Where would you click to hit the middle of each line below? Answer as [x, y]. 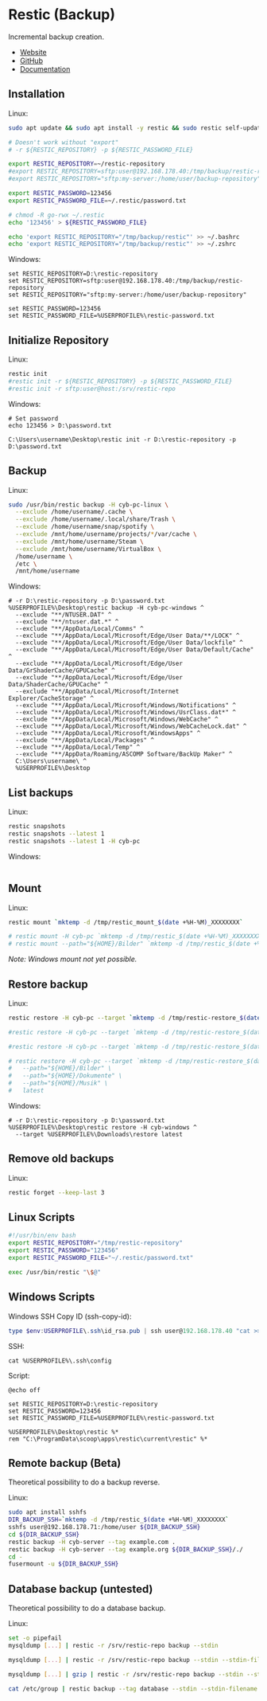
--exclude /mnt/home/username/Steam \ [80, 542]
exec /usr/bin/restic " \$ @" [55, 1272]
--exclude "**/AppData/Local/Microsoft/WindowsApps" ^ [108, 733]
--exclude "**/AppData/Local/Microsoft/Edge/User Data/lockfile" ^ [130, 643]
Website [33, 52]
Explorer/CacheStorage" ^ [51, 698]
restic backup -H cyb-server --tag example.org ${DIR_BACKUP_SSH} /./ [126, 1549]
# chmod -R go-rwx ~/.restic [56, 215]
